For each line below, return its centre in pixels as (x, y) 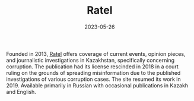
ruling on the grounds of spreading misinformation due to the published (93, 72)
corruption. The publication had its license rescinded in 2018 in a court (93, 67)
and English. (21, 91)
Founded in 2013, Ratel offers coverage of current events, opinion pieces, (96, 53)
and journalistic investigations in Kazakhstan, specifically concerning (90, 60)
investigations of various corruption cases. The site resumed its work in (93, 79)
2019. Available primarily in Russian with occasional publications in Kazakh (97, 85)
